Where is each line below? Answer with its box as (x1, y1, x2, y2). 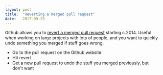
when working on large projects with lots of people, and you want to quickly (5, 35, 158, 41)
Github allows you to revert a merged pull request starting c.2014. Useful (5, 30, 152, 36)
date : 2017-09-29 (5, 16, 45, 21)
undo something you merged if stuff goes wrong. (5, 40, 104, 46)
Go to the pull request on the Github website (12, 50, 102, 55)
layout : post (5, 7, 32, 12)
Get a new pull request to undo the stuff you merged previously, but (12, 60, 149, 66)
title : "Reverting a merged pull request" (5, 12, 95, 17)
